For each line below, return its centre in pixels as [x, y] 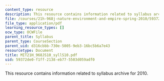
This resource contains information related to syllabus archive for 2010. [77, 73]
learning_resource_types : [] [35, 28]
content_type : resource [29, 10]
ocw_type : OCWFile [24, 32]
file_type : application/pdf [34, 23]
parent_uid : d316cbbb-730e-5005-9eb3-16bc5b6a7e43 [58, 46]
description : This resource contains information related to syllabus [78, 14]
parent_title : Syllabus [29, 37]
